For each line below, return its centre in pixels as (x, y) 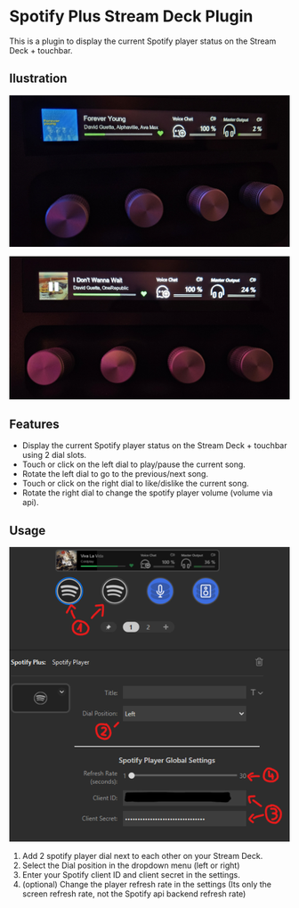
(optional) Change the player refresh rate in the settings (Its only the (147, 885)
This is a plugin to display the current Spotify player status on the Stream (143, 41)
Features (34, 424)
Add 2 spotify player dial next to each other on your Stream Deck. (142, 856)
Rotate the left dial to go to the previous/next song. (115, 474)
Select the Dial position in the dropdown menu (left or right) (131, 865)
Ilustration (38, 79)
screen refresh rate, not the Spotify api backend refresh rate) (134, 894)
